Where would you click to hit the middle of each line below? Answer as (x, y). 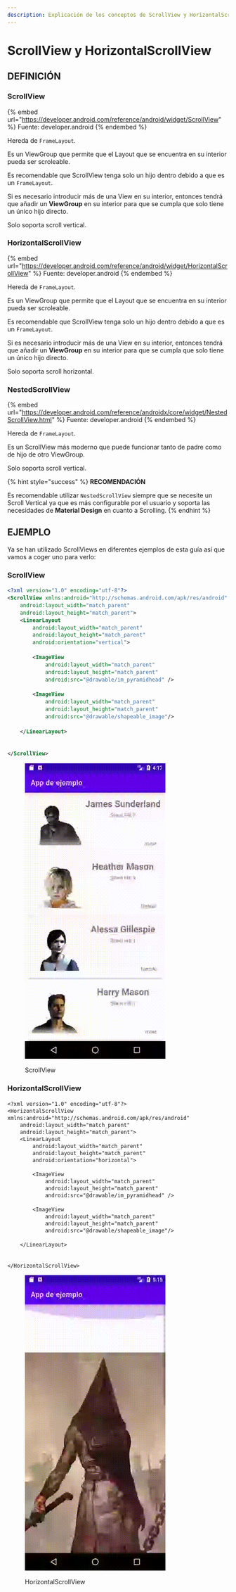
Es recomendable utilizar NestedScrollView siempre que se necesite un (110, 495)
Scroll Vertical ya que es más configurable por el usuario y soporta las (109, 503)
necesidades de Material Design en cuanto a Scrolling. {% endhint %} (109, 511)
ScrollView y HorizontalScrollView (110, 50)
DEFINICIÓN (34, 76)
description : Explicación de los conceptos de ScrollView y (97, 15)
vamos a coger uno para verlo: (52, 556)
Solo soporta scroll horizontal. (51, 371)
